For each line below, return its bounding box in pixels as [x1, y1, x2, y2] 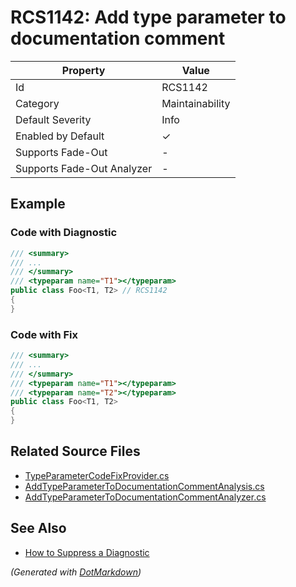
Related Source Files [10, 443, 141, 460]
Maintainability [161, 96, 231, 110]
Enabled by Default [15, 129, 105, 143]
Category [15, 96, 60, 110]
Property [61, 63, 106, 77]
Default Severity [15, 112, 92, 126]
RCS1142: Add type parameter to [10, 6, 287, 29]
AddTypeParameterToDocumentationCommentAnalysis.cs [24, 480, 265, 492]
